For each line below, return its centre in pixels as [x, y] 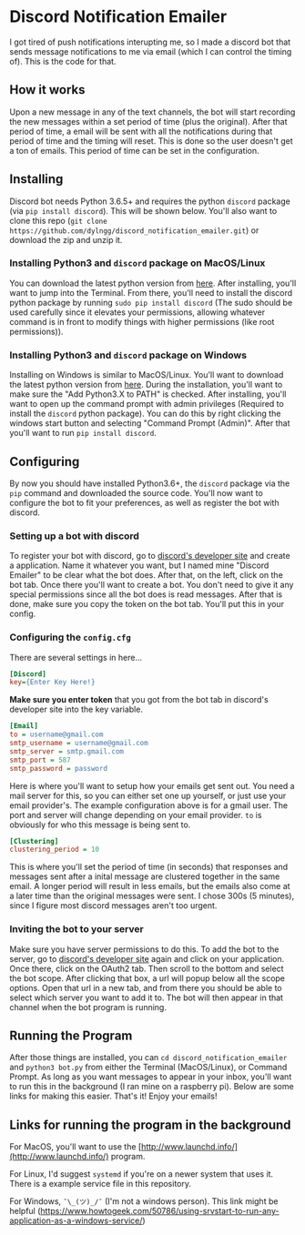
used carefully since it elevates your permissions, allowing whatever [137, 312]
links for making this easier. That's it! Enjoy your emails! [113, 1096]
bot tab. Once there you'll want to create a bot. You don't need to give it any [152, 585]
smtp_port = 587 [40, 760]
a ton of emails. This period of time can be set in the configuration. [134, 150]
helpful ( [25, 1211]
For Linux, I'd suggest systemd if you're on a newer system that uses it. [142, 1174]
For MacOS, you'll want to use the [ [76, 1147]
